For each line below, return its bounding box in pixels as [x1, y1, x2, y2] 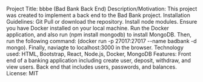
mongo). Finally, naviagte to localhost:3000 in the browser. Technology [6, 44, 184, 51]
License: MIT [6, 70, 39, 77]
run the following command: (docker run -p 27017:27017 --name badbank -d [6, 38, 197, 44]
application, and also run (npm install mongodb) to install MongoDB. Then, [6, 31, 192, 38]
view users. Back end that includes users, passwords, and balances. [6, 63, 177, 70]
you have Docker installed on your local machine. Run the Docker [6, 24, 170, 32]
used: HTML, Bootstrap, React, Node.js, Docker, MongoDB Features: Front [6, 50, 191, 57]
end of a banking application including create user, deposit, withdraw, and [6, 57, 191, 64]
